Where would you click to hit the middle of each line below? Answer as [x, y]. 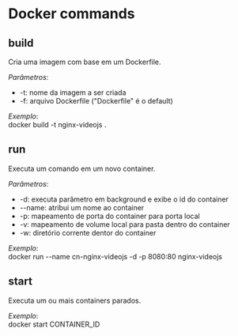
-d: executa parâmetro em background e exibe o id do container [124, 199]
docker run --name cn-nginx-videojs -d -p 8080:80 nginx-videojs [115, 256]
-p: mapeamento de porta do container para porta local [110, 216]
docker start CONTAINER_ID [54, 324]
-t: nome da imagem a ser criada [73, 92]
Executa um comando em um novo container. [82, 168]
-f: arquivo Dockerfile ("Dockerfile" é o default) [96, 101]
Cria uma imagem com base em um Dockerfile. [85, 62]
